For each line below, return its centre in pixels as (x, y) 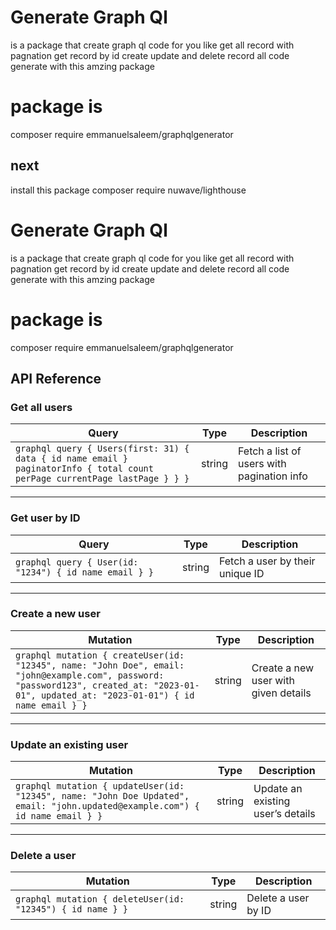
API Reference (56, 378)
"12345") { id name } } (72, 909)
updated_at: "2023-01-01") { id (117, 695)
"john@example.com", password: (90, 675)
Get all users (41, 407)
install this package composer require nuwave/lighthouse (128, 190)
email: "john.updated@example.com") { (107, 806)
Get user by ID (45, 518)
